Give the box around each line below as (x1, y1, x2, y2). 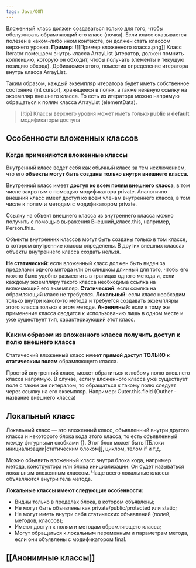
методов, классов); (14, 517, 63, 524)
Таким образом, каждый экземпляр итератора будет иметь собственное (6, 80, 190, 87)
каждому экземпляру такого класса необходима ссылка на (6, 279, 156, 286)
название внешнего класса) (6, 394, 76, 401)
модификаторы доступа (20, 116, 81, 123)
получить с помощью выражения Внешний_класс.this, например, (6, 218, 171, 225)
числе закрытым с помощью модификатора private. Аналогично (6, 188, 168, 195)
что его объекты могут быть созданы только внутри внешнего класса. (6, 171, 189, 178)
